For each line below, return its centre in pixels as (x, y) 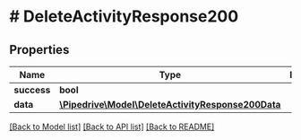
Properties (39, 50)
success (32, 90)
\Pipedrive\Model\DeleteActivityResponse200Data (170, 105)
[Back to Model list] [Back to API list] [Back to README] (112, 127)
